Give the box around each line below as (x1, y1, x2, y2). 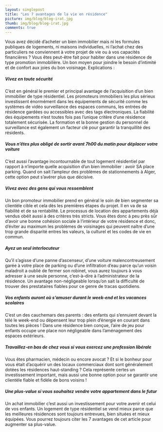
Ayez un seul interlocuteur (5, 245, 60, 251)
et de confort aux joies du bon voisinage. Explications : (5, 65, 115, 71)
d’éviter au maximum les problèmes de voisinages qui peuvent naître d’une (5, 223, 155, 230)
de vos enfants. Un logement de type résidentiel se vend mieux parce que (5, 406, 153, 411)
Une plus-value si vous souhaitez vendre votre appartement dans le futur (5, 388, 157, 394)
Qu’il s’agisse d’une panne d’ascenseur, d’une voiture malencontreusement (5, 258, 155, 263)
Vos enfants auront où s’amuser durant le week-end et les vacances (5, 294, 147, 301)
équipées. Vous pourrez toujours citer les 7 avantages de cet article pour (5, 416, 151, 422)
